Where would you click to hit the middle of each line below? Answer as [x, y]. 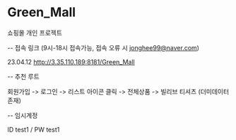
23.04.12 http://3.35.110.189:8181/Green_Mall [71, 62]
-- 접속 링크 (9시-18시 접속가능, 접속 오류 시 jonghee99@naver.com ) [104, 47]
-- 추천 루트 [24, 76]
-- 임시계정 [23, 115]
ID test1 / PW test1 [34, 129]
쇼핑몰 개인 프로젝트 [35, 33]
